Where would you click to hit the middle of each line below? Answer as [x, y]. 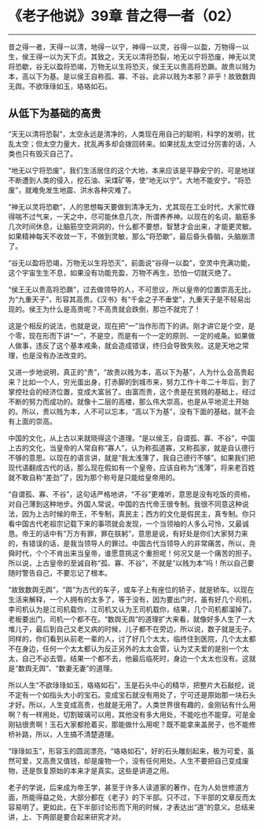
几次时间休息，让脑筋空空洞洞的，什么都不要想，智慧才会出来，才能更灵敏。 [132, 226]
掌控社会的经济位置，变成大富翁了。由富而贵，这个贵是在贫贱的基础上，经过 [132, 391]
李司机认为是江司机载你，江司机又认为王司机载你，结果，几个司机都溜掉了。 [132, 609]
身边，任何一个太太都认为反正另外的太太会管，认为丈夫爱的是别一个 [132, 648]
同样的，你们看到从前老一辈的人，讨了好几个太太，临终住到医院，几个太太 [128, 638]
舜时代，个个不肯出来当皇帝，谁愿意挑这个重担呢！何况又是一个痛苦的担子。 [132, 553]
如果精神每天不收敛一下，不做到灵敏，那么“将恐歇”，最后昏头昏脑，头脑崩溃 [132, 236]
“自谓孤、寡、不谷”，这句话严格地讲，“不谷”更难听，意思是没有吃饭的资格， [131, 494]
